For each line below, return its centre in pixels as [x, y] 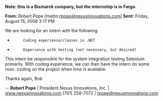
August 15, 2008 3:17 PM [30, 21]
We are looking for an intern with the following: [52, 31]
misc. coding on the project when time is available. [56, 69]
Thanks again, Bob [24, 78]
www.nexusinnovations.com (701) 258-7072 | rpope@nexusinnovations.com [82, 93]
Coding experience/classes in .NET [59, 40]
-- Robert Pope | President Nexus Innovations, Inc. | [57, 88]
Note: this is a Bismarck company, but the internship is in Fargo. [71, 7]
